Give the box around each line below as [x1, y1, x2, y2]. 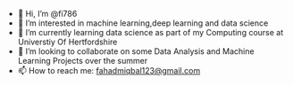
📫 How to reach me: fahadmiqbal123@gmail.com [17, 66, 201, 75]
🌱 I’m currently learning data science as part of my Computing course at [17, 27, 284, 37]
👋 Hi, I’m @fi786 [17, 9, 78, 19]
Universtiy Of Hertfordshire [17, 36, 118, 47]
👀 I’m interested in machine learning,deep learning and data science [17, 18, 269, 28]
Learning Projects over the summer [17, 56, 148, 66]
